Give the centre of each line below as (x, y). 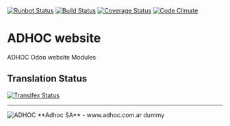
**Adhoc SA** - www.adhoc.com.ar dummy (101, 115)
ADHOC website (54, 38)
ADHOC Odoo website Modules (52, 57)
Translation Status (47, 79)
